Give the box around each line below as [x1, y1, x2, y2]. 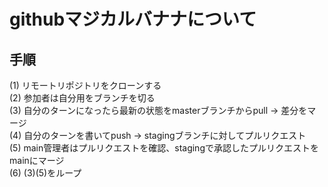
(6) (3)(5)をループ [9, 167, 82, 179]
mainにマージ [9, 155, 65, 166]
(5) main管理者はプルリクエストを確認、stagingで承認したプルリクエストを [9, 142, 319, 154]
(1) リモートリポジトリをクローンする [9, 80, 162, 91]
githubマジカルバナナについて [9, 8, 257, 31]
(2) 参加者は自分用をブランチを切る [9, 92, 156, 104]
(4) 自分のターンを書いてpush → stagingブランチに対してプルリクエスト [9, 130, 307, 141]
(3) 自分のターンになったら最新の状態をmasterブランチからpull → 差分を [9, 105, 308, 116]
